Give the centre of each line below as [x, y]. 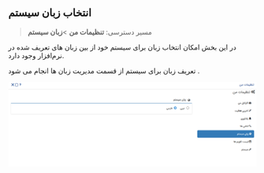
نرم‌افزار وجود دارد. [36, 55]
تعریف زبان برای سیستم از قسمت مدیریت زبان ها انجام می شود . [104, 71]
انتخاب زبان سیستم [50, 13]
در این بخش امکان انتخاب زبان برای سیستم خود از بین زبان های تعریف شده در [122, 47]
